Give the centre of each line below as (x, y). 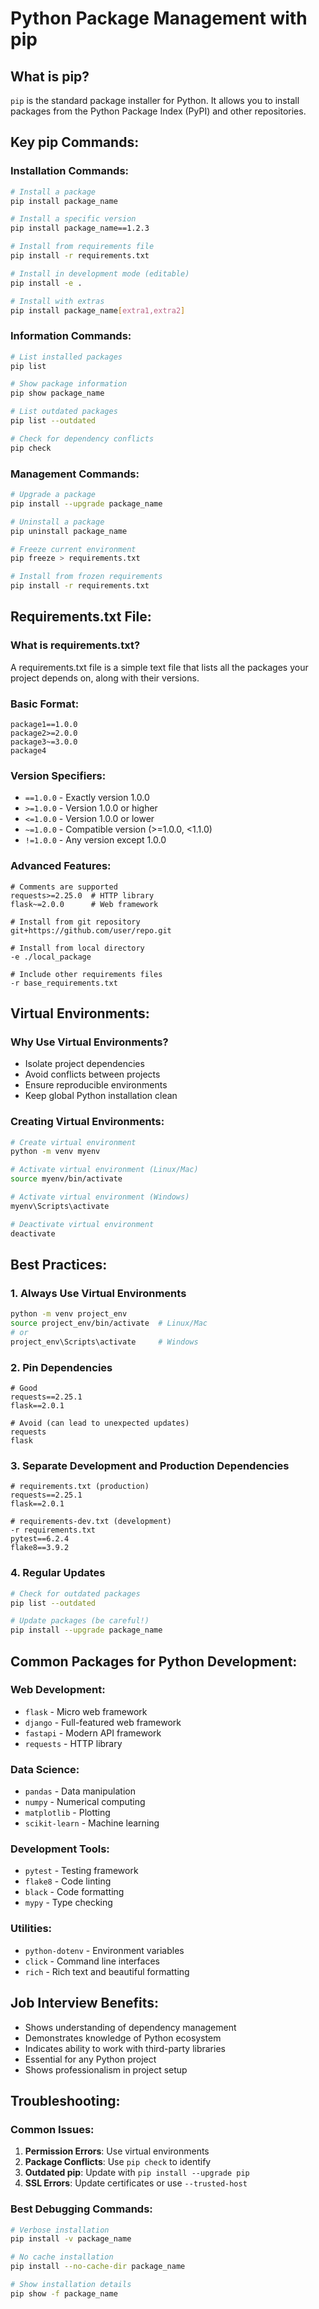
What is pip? (50, 76)
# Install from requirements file (82, 247)
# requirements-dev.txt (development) (91, 1522)
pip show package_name (57, 393)
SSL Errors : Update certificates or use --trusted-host (136, 2183)
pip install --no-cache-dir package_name (98, 2267)
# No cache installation (62, 2257)
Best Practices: (59, 1264)
